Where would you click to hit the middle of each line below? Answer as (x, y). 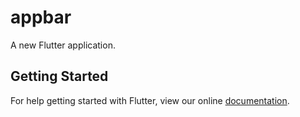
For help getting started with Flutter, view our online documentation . (150, 100)
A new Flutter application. (63, 45)
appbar (41, 17)
